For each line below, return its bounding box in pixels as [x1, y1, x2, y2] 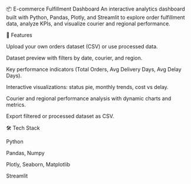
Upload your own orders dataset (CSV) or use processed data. [6, 43, 158, 50]
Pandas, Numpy [6, 150, 45, 156]
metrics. [6, 101, 27, 108]
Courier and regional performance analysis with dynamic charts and [6, 95, 172, 102]
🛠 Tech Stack [6, 124, 40, 132]
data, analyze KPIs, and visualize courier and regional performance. [6, 20, 171, 27]
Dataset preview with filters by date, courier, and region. [6, 54, 143, 61]
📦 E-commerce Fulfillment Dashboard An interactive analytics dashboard [6, 5, 186, 12]
